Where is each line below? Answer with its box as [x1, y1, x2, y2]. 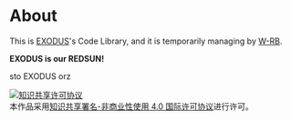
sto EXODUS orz [9, 70, 71, 82]
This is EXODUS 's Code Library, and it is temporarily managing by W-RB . [9, 35, 283, 46]
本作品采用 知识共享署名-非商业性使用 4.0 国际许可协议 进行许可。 [9, 101, 254, 112]
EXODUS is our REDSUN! [9, 53, 105, 64]
